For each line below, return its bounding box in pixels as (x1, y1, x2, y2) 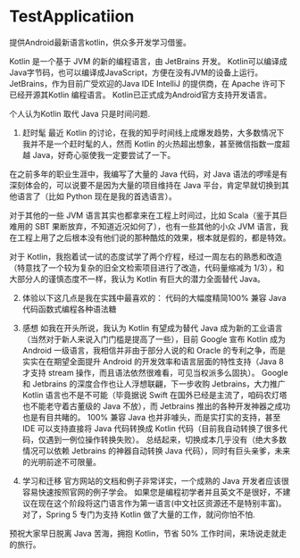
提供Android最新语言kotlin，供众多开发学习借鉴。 (9, 37, 192, 47)
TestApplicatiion (9, 6, 135, 27)
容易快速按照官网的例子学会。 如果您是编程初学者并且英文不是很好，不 (21, 487, 283, 497)
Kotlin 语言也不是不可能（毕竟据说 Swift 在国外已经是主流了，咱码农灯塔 (21, 389, 287, 400)
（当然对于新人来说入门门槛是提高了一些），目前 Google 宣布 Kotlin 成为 (21, 333, 286, 345)
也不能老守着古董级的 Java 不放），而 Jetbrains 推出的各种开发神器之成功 (21, 400, 291, 412)
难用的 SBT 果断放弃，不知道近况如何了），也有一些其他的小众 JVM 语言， (9, 221, 281, 231)
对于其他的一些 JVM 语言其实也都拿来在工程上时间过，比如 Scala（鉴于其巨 (9, 210, 288, 221)
